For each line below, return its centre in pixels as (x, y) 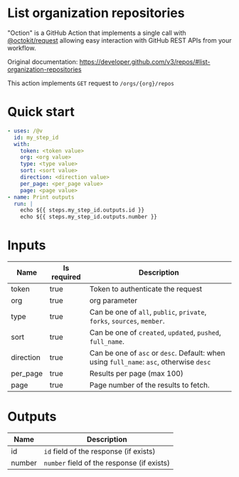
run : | (23, 204)
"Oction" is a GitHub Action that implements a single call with (97, 33)
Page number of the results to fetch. (149, 385)
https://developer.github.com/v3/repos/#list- (145, 61)
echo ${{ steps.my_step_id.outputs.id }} (82, 210)
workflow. (22, 48)
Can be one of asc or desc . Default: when (157, 353)
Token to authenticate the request (146, 289)
